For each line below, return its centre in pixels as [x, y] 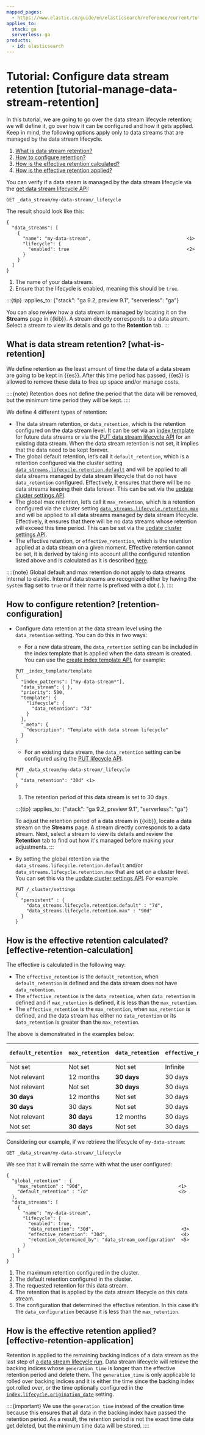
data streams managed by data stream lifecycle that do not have [96, 475]
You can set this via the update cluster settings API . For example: [97, 878]
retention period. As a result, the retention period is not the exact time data [100, 1419]
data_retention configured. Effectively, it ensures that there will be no [103, 482]
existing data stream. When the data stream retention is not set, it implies [107, 443]
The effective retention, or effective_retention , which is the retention [103, 541]
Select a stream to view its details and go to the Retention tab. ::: [88, 325]
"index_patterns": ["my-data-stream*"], [73, 682]
